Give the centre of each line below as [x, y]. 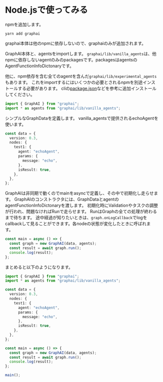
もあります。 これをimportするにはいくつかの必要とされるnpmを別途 [74, 82]
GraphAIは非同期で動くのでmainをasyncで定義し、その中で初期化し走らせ [80, 193]
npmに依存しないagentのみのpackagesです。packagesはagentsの [71, 59]
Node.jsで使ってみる [47, 10]
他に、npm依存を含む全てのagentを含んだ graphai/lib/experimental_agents [81, 76]
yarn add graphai [23, 34]
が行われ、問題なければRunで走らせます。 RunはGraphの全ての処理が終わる [81, 211]
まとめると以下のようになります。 [39, 267]
